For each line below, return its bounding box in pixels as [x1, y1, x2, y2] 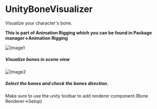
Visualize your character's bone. [5, 20, 72, 26]
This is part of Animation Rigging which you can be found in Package [5, 29, 152, 35]
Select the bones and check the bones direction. [5, 80, 109, 86]
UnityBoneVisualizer [5, 3, 93, 15]
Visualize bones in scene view [5, 56, 70, 62]
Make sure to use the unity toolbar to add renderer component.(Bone [5, 92, 148, 98]
